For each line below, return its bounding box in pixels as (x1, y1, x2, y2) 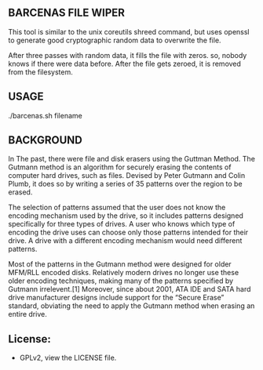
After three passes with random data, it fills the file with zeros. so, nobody (8, 50, 247, 60)
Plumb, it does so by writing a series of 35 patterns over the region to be (8, 180, 243, 189)
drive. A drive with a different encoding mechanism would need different (8, 236, 243, 245)
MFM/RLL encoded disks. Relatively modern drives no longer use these (8, 268, 239, 277)
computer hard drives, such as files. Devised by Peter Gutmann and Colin (8, 171, 246, 180)
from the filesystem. (8, 67, 73, 77)
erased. (8, 187, 33, 197)
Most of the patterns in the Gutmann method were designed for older (8, 259, 232, 269)
